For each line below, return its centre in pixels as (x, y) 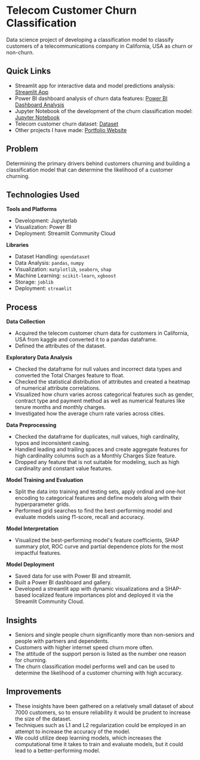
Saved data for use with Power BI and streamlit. (73, 576)
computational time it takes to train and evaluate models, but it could (99, 744)
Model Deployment (30, 564)
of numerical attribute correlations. (58, 388)
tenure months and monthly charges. (60, 407)
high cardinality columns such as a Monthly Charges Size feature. (96, 456)
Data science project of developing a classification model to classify (90, 39)
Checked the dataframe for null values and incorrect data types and (98, 369)
